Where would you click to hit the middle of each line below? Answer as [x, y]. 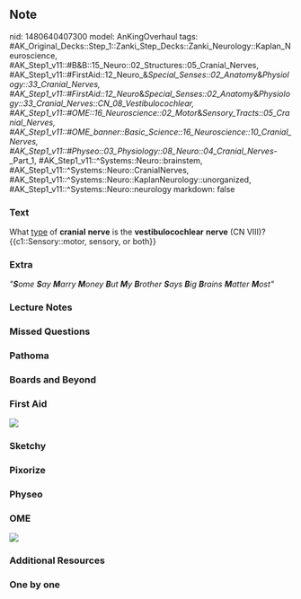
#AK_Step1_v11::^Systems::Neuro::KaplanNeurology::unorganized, [130, 180]
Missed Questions [50, 331]
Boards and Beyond [53, 380]
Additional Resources [57, 560]
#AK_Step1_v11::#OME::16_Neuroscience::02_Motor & [106, 112]
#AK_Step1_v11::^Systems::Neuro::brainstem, [121, 160]
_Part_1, [23, 160]
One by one [35, 585]
